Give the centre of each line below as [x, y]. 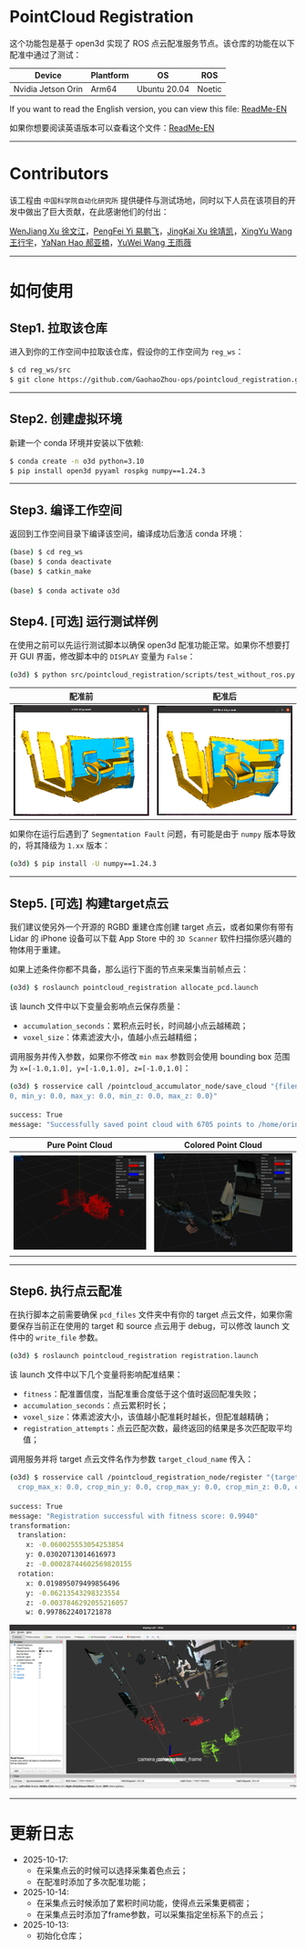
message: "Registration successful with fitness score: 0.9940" [134, 1516]
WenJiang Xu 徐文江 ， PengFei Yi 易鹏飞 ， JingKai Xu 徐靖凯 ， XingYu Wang [151, 231]
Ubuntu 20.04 [163, 89]
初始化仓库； [60, 1936]
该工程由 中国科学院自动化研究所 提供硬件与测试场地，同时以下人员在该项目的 [149, 200]
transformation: [40, 1526]
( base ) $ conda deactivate [61, 562]
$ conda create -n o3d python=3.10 [77, 461]
